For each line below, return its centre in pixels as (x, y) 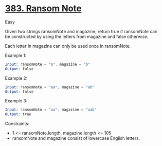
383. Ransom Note (43, 9)
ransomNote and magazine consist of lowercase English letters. (76, 138)
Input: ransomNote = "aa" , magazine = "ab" (50, 87)
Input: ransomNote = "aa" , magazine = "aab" (51, 110)
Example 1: (16, 55)
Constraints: (17, 124)
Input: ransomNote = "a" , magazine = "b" (48, 64)
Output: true (18, 114)
